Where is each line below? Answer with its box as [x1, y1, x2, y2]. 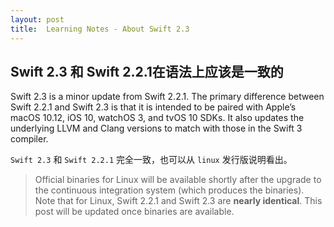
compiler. [10, 133, 49, 145]
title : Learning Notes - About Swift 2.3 [10, 24, 190, 34]
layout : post [10, 14, 65, 25]
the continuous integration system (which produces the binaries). [34, 184, 305, 196]
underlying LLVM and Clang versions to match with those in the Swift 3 [10, 122, 303, 135]
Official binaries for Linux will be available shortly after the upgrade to [34, 174, 322, 186]
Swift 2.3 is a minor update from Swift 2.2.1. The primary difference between [10, 91, 325, 103]
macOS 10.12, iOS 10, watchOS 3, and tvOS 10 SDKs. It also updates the [10, 112, 305, 124]
